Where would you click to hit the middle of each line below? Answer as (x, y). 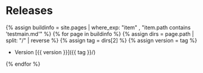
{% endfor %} (23, 64)
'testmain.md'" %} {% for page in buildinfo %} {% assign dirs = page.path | (100, 33)
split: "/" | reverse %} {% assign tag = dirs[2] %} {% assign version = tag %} (101, 40)
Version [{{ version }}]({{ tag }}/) (55, 52)
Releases (29, 11)
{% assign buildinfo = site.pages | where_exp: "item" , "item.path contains (98, 27)
